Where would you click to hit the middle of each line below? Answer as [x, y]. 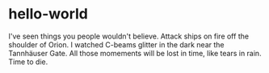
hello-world [48, 14]
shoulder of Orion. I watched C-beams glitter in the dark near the [116, 44]
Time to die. [28, 62]
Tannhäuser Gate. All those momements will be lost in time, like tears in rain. [135, 53]
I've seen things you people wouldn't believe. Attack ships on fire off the [128, 36]
